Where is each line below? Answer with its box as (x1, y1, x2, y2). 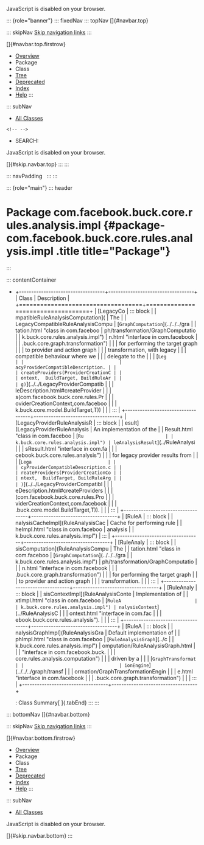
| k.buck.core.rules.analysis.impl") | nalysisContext (15, 604, 158, 610)
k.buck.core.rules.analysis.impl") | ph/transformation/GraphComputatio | (15, 558, 197, 565)
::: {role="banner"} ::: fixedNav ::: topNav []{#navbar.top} (6, 17, 149, 24)
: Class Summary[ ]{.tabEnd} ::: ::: (15, 699, 99, 706)
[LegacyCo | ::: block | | (97, 307, 157, 315)
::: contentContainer (6, 276, 57, 283)
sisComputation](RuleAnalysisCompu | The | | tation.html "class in (15, 544, 181, 552)
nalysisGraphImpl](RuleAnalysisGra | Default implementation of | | (15, 629, 180, 636)
